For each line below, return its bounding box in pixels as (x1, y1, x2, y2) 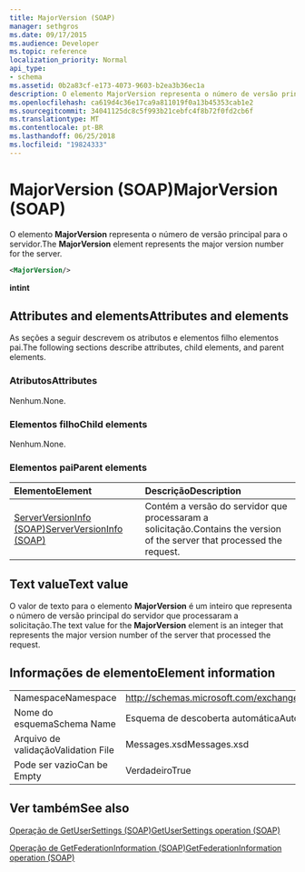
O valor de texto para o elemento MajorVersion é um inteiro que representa (9, 601, 292, 612)
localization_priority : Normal (9, 55, 128, 65)
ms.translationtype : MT (9, 115, 100, 124)
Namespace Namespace (14, 691, 117, 704)
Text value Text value (9, 576, 129, 592)
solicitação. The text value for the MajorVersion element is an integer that (9, 620, 284, 631)
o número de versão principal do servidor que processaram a (9, 610, 239, 621)
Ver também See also (9, 801, 130, 817)
